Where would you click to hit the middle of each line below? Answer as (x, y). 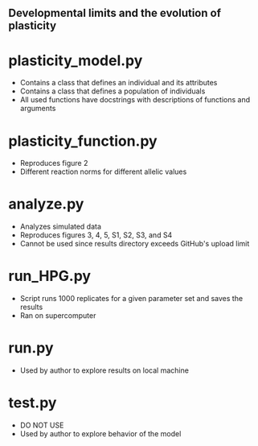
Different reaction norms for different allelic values (103, 171)
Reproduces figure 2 (54, 163)
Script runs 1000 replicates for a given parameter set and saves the (131, 299)
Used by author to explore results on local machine (104, 370)
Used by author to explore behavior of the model (100, 434)
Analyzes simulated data (61, 227)
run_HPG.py (49, 276)
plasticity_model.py (76, 60)
